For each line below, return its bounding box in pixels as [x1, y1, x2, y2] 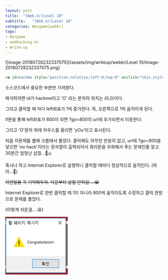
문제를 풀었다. [14, 196, 41, 202]
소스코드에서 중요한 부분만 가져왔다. [5, 84, 75, 90]
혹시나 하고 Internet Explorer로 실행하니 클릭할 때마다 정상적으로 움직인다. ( [5, 162, 153, 168]
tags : [5, 29, 16, 34]
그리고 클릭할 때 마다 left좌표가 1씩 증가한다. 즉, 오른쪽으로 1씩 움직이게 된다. [5, 105, 154, 112]
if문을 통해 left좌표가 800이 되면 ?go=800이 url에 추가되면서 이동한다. [5, 116, 142, 122]
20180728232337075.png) [5, 64, 60, 70]
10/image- [138, 59, 160, 65]
